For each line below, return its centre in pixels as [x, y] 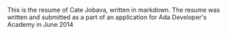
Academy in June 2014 [40, 24]
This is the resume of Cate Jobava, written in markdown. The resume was [114, 10]
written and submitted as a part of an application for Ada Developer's [107, 17]
